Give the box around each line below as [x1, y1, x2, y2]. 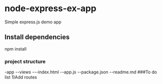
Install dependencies [4, 33, 70, 41]
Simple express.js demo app [4, 19, 61, 25]
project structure [4, 58, 46, 65]
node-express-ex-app [4, 3, 97, 14]
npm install [4, 46, 27, 51]
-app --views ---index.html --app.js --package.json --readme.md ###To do [4, 69, 157, 75]
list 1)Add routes [4, 74, 37, 80]
